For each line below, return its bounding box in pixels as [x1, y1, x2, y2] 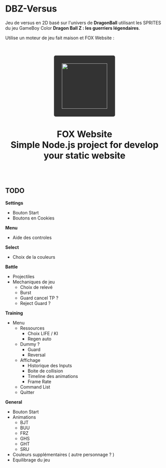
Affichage [20, 357, 41, 363]
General [5, 399, 23, 405]
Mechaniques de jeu [12, 279, 55, 285]
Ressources [20, 325, 45, 331]
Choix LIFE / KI [27, 330, 58, 336]
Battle [5, 264, 18, 270]
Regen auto [27, 336, 52, 342]
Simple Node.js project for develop [10, 139, 159, 151]
